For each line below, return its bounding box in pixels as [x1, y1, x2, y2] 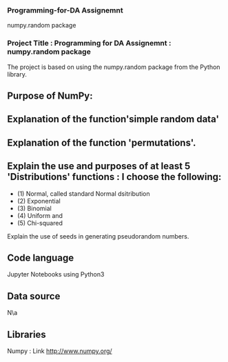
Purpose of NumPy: [7, 90, 93, 101]
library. [7, 70, 28, 78]
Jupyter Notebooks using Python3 [7, 270, 105, 279]
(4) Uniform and [17, 211, 63, 219]
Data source [7, 290, 61, 302]
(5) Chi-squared [17, 219, 63, 227]
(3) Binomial [17, 204, 52, 212]
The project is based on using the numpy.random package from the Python [7, 63, 220, 71]
